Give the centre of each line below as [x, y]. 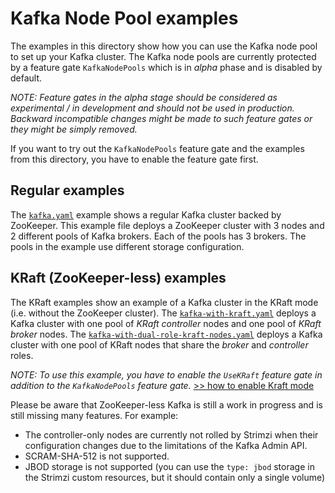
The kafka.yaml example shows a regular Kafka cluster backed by [146, 214]
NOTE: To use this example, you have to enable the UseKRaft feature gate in [166, 374]
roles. [22, 355]
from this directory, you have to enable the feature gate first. [134, 159]
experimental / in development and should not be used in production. [152, 108]
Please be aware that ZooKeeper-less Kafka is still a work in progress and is [166, 404]
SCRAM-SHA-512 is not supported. [97, 456]
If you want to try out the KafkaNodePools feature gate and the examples [157, 148]
